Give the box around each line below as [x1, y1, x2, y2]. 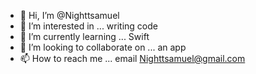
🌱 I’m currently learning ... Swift [19, 31, 150, 42]
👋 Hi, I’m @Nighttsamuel [19, 10, 120, 21]
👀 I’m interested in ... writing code [19, 20, 158, 32]
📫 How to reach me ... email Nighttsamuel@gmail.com [19, 53, 246, 64]
